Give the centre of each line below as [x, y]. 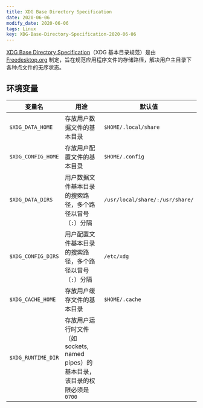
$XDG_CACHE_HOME [33, 299]
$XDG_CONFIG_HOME [34, 157]
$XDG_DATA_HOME [31, 127]
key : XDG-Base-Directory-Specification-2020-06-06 [71, 34]
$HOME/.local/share [132, 127]
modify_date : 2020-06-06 [37, 23]
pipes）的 [79, 362]
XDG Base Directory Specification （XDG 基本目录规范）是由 [81, 53]
